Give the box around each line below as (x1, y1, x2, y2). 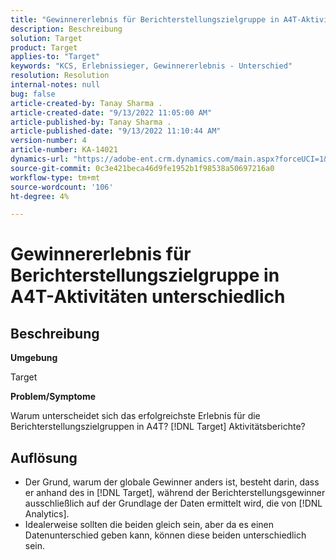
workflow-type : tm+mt (10, 172, 101, 183)
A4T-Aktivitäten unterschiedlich (10, 286, 286, 308)
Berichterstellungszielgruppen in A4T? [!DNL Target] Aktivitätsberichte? (10, 421, 306, 433)
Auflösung (10, 449, 78, 466)
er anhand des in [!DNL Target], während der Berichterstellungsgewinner (24, 487, 326, 499)
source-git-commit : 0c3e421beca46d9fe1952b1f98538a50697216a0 (10, 163, 275, 173)
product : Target (10, 42, 78, 53)
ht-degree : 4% (10, 191, 70, 201)
